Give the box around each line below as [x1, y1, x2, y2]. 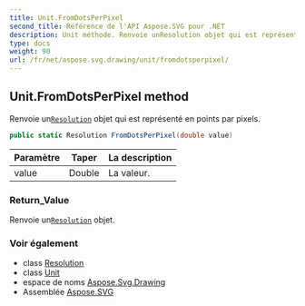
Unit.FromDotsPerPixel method [9, 89, 189, 104]
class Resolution [22, 258, 84, 269]
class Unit [22, 267, 61, 278]
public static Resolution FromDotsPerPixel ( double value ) [9, 131, 233, 140]
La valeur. [108, 166, 151, 179]
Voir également [9, 237, 79, 250]
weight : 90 [9, 47, 51, 56]
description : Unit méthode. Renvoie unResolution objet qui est [9, 30, 258, 39]
